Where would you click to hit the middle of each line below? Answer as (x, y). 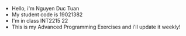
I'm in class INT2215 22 (40, 21)
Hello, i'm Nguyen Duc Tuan (45, 8)
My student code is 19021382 (47, 15)
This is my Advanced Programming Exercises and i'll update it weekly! (96, 27)
